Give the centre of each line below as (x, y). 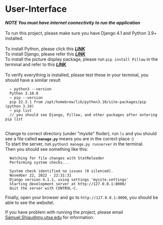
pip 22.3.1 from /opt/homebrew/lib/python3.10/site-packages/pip (78, 102)
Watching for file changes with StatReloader (57, 158)
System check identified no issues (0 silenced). (61, 171)
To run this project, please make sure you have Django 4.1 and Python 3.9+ (81, 33)
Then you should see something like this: (47, 149)
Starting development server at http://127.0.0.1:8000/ (68, 184)
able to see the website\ (29, 202)
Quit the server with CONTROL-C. (44, 188)
